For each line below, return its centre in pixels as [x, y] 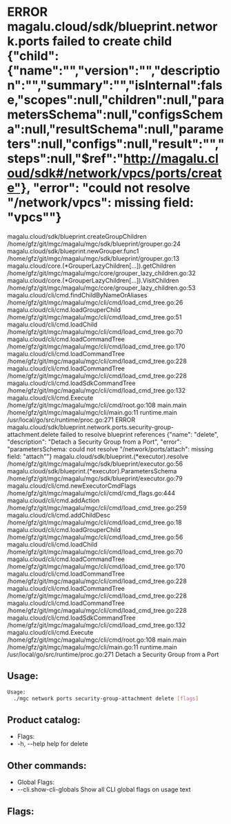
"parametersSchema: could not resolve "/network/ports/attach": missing [110, 449]
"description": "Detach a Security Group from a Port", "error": [94, 442]
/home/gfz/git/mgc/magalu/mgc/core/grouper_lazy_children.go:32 [102, 273]
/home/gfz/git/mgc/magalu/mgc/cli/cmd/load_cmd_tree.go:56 [95, 537]
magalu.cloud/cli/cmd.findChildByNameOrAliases [77, 295]
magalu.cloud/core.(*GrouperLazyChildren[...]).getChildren [91, 266]
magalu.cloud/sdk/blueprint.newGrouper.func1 [73, 251]
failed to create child [112, 41]
